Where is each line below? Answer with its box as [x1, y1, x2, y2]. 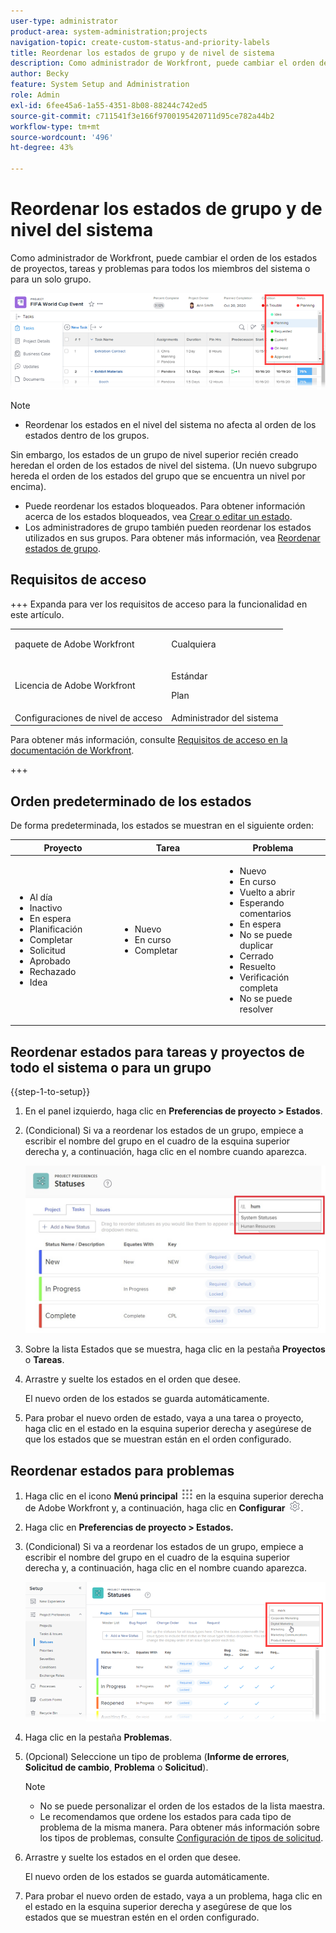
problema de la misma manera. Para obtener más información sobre [39, 1821, 320, 1833]
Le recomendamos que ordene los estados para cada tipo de [39, 1810, 292, 1822]
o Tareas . [24, 1354, 65, 1366]
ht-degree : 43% [10, 143, 74, 153]
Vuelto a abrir [239, 886, 296, 898]
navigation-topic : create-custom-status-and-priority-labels [10, 37, 271, 47]
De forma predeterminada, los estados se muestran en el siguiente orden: [10, 820, 315, 832]
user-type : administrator [10, 16, 118, 26]
